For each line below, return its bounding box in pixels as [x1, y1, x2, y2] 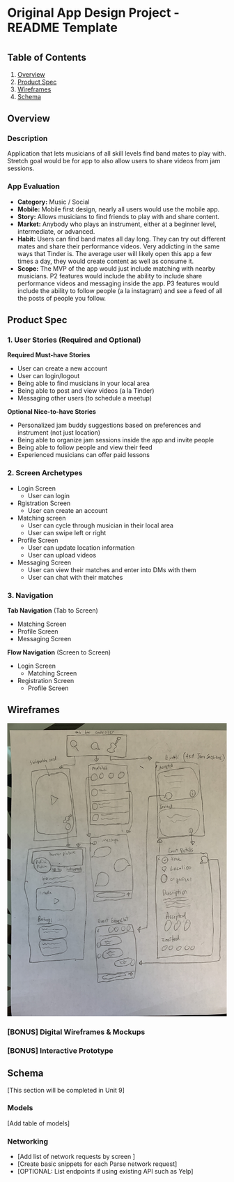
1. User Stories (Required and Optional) [7, 335, 141, 345]
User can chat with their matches [27, 573, 123, 581]
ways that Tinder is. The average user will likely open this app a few [17, 249, 212, 257]
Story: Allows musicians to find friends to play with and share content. [17, 212, 219, 220]
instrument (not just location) [17, 428, 101, 437]
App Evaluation [7, 181, 61, 191]
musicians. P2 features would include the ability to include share [17, 271, 203, 280]
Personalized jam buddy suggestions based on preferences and [17, 421, 201, 430]
